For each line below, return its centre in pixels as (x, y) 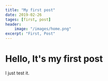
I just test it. (17, 73)
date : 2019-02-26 (24, 15)
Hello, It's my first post (54, 59)
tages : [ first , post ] (28, 19)
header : (13, 24)
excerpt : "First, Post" (30, 34)
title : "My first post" (30, 10)
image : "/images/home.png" (43, 29)
